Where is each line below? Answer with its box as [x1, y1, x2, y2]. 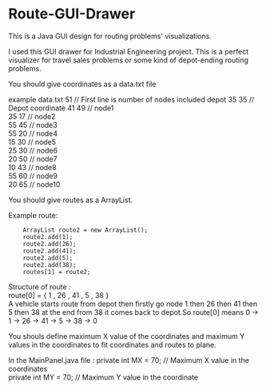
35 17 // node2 [8, 111, 56, 121]
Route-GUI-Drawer [8, 5, 136, 23]
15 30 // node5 [8, 137, 57, 146]
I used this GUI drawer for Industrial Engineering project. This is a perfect [8, 46, 249, 56]
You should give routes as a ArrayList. [8, 195, 133, 205]
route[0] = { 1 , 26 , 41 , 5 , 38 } [8, 290, 109, 300]
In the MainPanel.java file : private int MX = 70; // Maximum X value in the [8, 355, 250, 364]
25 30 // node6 [8, 145, 58, 155]
